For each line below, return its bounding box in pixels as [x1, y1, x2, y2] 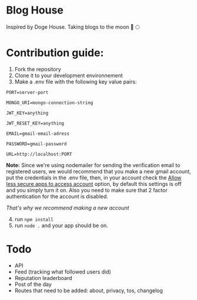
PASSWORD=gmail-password [6, 141, 67, 147]
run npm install [14, 215, 54, 222]
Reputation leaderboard [14, 274, 72, 281]
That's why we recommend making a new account [6, 204, 129, 211]
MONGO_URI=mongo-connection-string [6, 99, 94, 106]
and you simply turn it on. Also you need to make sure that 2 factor [6, 186, 168, 194]
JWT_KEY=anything [6, 110, 49, 116]
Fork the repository [14, 65, 62, 72]
